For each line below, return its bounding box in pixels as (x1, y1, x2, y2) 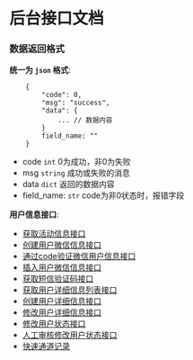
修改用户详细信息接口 (22, 307, 101, 318)
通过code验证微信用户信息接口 (22, 251, 136, 262)
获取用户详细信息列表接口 (22, 284, 118, 295)
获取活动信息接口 (22, 229, 86, 239)
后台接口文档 (9, 8, 105, 29)
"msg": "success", (41, 98, 110, 108)
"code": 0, (41, 91, 83, 100)
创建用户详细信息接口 (22, 296, 101, 307)
